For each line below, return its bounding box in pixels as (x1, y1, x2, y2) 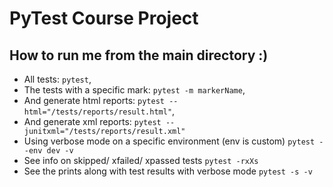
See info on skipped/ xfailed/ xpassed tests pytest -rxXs (23, 155, 259, 166)
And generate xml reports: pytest (23, 116, 162, 127)
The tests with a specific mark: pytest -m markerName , (23, 84, 246, 96)
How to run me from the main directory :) (9, 47, 269, 64)
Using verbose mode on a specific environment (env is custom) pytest (23, 135, 316, 147)
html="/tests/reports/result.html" (23, 107, 173, 117)
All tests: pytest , (23, 73, 92, 85)
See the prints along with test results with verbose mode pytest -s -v (23, 165, 313, 177)
